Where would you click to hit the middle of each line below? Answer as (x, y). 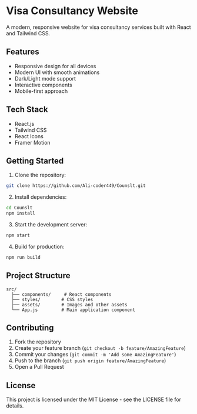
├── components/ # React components (61, 294)
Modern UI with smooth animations (57, 72)
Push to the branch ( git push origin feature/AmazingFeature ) (90, 360)
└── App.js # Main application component (73, 310)
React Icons (29, 136)
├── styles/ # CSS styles (52, 299)
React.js (24, 123)
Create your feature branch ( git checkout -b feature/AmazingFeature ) (100, 348)
